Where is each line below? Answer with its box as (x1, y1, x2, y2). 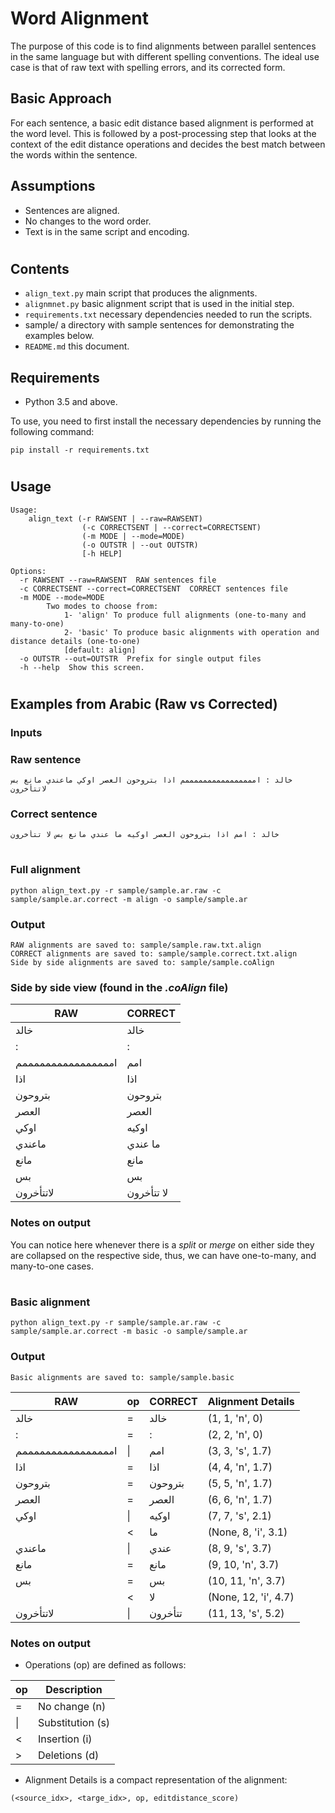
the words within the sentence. (10, 148, 138, 161)
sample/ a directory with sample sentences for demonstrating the (24, 319, 295, 331)
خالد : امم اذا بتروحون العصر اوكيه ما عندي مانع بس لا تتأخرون (10, 830, 280, 840)
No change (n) (37, 1699, 107, 1713)
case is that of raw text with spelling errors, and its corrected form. (10, 61, 286, 73)
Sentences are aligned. (24, 204, 120, 216)
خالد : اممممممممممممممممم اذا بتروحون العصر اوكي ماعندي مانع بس (10, 775, 293, 785)
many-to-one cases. (10, 1260, 94, 1272)
